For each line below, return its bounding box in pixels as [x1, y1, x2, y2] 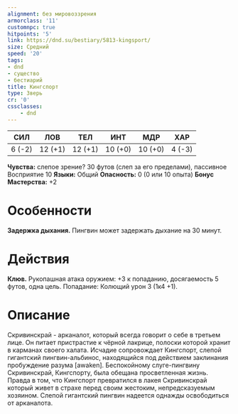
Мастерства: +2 [7, 177, 58, 186]
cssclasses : [7, 103, 43, 110]
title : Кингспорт [7, 83, 59, 90]
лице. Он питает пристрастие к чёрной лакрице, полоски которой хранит [7, 338, 231, 346]
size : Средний [7, 43, 50, 51]
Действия [7, 250, 70, 267]
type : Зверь [7, 90, 43, 97]
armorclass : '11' [7, 17, 59, 24]
